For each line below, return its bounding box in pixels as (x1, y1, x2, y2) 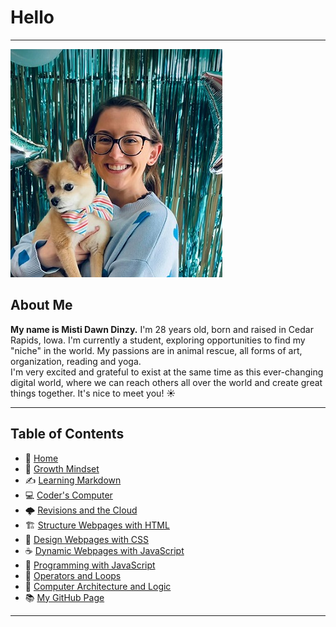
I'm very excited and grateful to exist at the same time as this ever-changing (10, 366, 324, 378)
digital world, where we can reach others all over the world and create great (10, 376, 323, 388)
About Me (10, 297, 73, 314)
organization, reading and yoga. (10, 355, 142, 367)
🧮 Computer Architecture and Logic (24, 580, 172, 592)
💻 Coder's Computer (24, 489, 113, 501)
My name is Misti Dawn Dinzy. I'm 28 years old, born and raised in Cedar (10, 323, 314, 335)
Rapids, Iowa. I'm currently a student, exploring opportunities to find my (10, 334, 306, 346)
